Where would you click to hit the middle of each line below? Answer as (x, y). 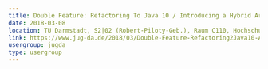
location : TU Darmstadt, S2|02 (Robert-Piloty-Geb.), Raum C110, (119, 30)
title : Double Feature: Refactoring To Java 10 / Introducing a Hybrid (130, 15)
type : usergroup (35, 52)
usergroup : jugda (37, 45)
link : (17, 38)
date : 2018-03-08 (37, 23)
